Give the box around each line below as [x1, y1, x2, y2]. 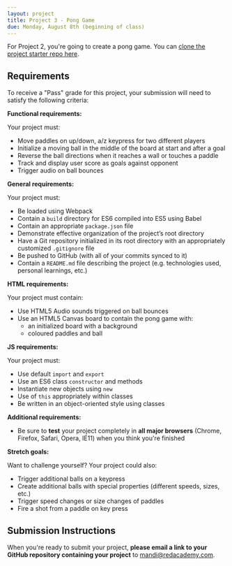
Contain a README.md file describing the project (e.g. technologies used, [17, 259, 222, 268]
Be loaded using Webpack [17, 207, 93, 215]
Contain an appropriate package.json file [17, 222, 134, 231]
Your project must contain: [7, 293, 84, 302]
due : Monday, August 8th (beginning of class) [7, 23, 145, 30]
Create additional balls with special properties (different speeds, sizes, [17, 482, 220, 491]
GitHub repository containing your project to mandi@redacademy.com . [7, 551, 215, 559]
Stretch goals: [7, 448, 49, 456]
